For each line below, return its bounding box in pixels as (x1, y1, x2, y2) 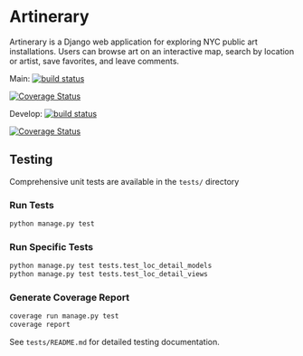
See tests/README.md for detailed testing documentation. (9, 337, 220, 348)
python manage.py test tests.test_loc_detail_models (9, 261, 213, 271)
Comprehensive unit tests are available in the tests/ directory (9, 176, 240, 187)
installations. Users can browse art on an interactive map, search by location (9, 45, 295, 56)
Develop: (9, 108, 43, 119)
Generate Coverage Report (9, 291, 129, 303)
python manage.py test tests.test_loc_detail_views (9, 270, 208, 279)
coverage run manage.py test (9, 312, 119, 321)
